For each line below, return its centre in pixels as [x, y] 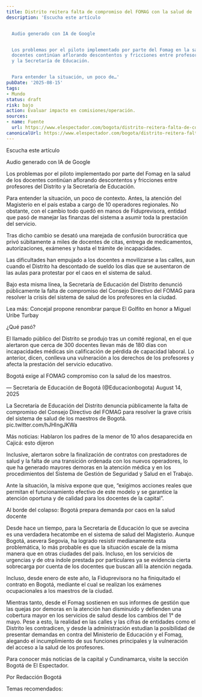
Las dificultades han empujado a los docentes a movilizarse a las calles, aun [101, 260]
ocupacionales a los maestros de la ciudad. [60, 590]
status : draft [24, 99]
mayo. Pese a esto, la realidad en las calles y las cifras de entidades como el [101, 622]
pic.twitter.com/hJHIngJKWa [42, 425]
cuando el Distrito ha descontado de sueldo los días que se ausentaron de [98, 266]
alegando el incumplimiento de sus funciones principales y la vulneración [97, 641]
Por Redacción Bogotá [34, 677]
